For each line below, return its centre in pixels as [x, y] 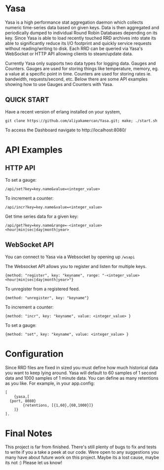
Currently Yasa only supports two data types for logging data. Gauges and [81, 63]
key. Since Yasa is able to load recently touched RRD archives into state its [81, 38]
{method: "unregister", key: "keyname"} [47, 298]
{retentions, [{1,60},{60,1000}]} [58, 405]
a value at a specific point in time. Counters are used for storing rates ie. [78, 74]
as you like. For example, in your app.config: [50, 383]
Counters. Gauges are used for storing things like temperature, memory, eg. [82, 68]
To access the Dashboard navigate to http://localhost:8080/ [66, 130]
